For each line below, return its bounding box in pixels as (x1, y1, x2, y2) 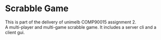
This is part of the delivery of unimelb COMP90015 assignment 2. (5, 19, 137, 25)
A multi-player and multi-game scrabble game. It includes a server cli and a (5, 24, 157, 30)
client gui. (5, 29, 25, 35)
